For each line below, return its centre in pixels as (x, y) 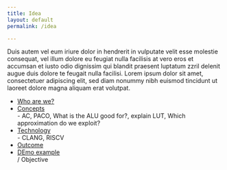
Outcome (30, 145)
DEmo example (38, 152)
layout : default (30, 20)
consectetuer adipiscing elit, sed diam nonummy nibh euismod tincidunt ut (112, 81)
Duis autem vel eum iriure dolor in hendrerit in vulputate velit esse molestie (112, 51)
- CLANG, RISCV (40, 138)
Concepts (31, 109)
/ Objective (33, 160)
